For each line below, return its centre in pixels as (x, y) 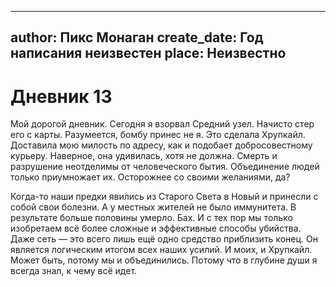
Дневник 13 (61, 96)
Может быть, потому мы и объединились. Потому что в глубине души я (164, 260)
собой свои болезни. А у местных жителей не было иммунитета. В (153, 207)
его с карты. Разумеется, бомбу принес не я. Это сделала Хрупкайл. (158, 135)
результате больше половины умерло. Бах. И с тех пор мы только (151, 218)
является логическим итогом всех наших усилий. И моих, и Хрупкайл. (161, 250)
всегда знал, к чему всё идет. (74, 271)
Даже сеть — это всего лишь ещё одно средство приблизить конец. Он (164, 239)
